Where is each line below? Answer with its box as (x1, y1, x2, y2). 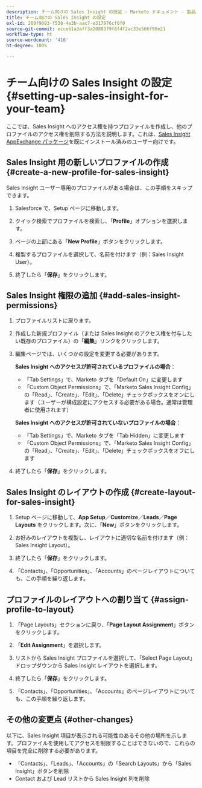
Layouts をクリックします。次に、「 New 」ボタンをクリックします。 (14, 521, 183, 528)
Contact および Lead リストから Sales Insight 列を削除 (14, 775, 150, 782)
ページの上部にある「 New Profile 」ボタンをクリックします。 (14, 237, 166, 245)
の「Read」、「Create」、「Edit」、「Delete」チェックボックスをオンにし (24, 391, 195, 398)
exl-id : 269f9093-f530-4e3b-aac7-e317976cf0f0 (6, 20, 125, 26)
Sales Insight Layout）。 (14, 542, 74, 549)
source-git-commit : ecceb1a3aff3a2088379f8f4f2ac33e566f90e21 (6, 25, 166, 32)
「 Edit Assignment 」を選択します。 (14, 642, 105, 649)
